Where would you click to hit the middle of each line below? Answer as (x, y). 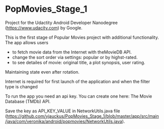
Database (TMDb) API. (28, 101)
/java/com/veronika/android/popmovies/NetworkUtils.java (64, 121)
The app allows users (27, 42)
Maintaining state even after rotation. (42, 72)
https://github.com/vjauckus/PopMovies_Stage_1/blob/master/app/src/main (83, 116)
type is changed (21, 86)
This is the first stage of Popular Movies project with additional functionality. (82, 37)
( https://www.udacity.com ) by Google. (44, 27)
